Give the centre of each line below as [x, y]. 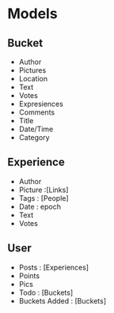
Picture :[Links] [44, 190]
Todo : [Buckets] [46, 292]
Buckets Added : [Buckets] [62, 300]
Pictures [32, 70]
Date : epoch [40, 206]
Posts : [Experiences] [53, 267]
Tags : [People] [44, 198]
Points [29, 275]
